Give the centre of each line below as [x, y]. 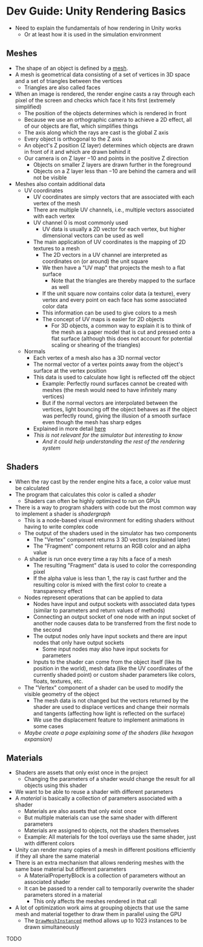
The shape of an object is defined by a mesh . [72, 68]
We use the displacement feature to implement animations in [109, 720]
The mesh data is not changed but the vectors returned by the [111, 700]
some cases [48, 726]
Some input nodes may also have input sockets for [105, 649]
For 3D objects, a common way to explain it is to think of [121, 325]
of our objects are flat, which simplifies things [81, 126]
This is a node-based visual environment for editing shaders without [109, 520]
